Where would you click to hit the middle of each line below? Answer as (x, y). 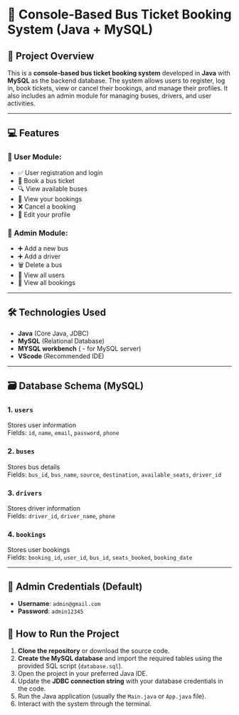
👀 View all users (41, 275)
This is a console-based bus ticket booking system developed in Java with (119, 73)
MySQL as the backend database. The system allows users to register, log (116, 80)
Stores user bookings (39, 550)
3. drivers (25, 493)
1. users (20, 410)
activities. (21, 103)
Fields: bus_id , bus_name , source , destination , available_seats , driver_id (115, 474)
